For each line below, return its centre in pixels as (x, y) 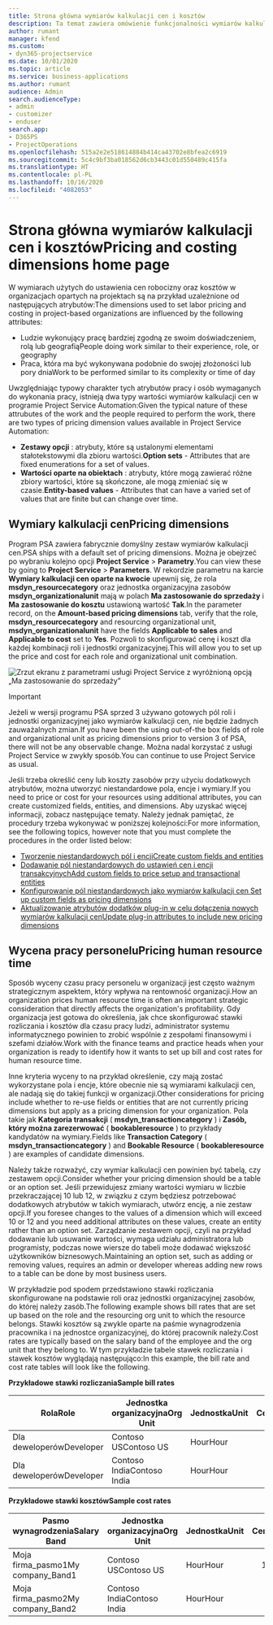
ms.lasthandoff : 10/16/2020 (56, 183)
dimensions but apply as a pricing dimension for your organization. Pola (128, 1111)
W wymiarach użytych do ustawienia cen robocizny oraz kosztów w (122, 287)
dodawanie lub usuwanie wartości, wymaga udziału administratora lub (126, 1239)
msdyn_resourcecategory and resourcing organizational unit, (113, 621)
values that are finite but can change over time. (99, 499)
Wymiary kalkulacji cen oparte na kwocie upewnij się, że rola (113, 578)
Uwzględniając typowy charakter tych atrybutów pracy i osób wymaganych (135, 388)
